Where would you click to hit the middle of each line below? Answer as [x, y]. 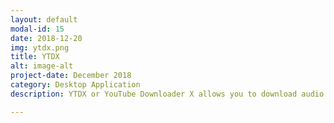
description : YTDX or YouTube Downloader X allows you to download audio [167, 94]
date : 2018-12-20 [46, 38]
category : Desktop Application [75, 85]
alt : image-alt [42, 66]
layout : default [44, 19]
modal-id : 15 [37, 29]
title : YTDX [35, 57]
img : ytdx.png [40, 47]
